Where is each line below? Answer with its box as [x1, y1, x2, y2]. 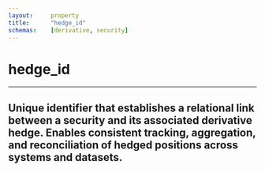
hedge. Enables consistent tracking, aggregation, [8, 125, 256, 139]
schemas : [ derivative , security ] [8, 26, 129, 34]
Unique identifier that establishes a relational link [8, 101, 255, 114]
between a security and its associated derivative [8, 114, 252, 127]
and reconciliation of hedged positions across [8, 138, 238, 151]
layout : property [8, 11, 80, 20]
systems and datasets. [8, 151, 123, 164]
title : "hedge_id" [8, 19, 87, 27]
